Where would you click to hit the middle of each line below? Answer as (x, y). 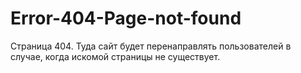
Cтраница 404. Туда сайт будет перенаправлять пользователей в (151, 46)
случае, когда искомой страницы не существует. (115, 56)
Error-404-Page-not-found (126, 18)
